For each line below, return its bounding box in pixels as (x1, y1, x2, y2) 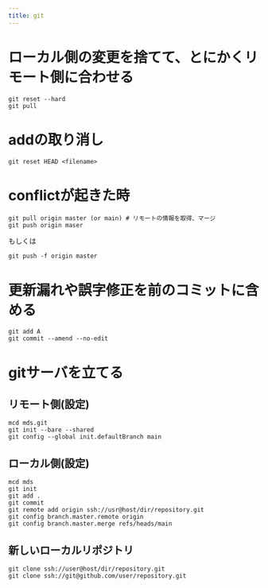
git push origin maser (8, 222, 84, 230)
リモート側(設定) (8, 397, 90, 411)
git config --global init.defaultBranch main (8, 433, 161, 441)
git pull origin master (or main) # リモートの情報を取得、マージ (8, 215, 216, 222)
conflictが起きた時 (8, 186, 130, 204)
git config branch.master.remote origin (8, 513, 145, 521)
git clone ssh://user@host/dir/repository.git (8, 565, 165, 573)
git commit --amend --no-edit (8, 335, 109, 342)
